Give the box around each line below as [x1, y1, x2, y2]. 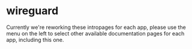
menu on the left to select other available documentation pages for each [6, 30, 185, 37]
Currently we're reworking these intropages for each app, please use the [6, 24, 186, 31]
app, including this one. [6, 36, 64, 43]
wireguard [6, 4, 59, 18]
